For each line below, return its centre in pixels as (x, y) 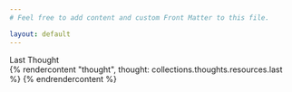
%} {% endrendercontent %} (63, 78)
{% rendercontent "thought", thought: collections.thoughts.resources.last (146, 69)
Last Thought (34, 60)
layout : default (40, 34)
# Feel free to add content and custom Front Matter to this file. (140, 18)
